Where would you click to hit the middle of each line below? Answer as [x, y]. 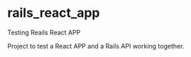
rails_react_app [54, 13]
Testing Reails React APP [44, 32]
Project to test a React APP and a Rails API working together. [96, 46]
